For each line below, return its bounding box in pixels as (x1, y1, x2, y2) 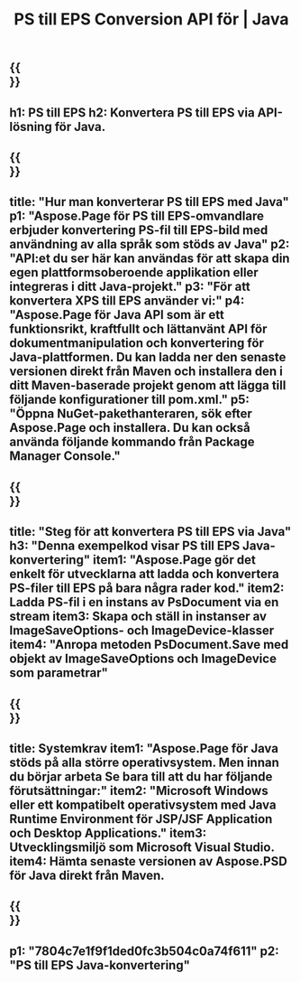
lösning (9, 118, 52, 135)
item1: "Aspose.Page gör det (93, 552, 257, 568)
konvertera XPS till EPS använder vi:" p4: (9, 294, 245, 309)
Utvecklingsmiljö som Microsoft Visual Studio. (9, 839, 275, 855)
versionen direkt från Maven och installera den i (9, 364, 284, 379)
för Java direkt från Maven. (9, 867, 165, 883)
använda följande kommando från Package (9, 435, 255, 450)
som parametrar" (9, 665, 108, 681)
